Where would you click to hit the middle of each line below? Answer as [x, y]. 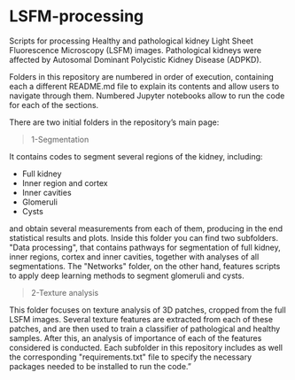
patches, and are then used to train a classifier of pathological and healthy [145, 329]
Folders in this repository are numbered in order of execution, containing [142, 76]
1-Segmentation [60, 139]
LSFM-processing [77, 16]
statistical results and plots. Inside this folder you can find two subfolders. [144, 237]
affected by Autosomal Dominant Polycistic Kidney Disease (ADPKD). [136, 59]
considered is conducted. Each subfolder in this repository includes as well [146, 347]
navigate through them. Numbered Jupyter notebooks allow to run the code [147, 96]
